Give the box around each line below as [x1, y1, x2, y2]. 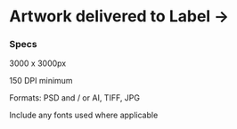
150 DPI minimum [9, 76, 73, 86]
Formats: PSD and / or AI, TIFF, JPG [9, 93, 141, 103]
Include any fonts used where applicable [9, 109, 159, 121]
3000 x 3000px [9, 58, 67, 69]
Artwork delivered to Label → [9, 6, 230, 27]
